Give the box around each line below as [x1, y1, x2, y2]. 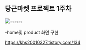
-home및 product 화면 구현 [5, 29, 59, 35]
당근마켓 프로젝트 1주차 [5, 4, 72, 13]
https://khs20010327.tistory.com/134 [5, 39, 81, 45]
